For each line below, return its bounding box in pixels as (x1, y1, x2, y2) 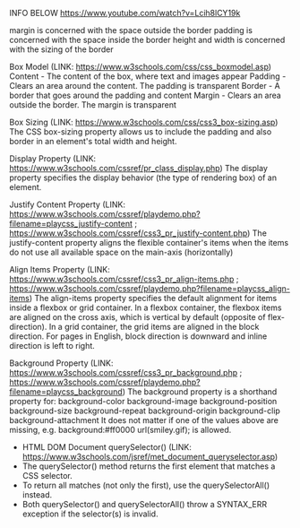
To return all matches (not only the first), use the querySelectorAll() (21, 480, 270, 490)
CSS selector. (21, 471, 73, 480)
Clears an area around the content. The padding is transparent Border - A (9, 81, 280, 91)
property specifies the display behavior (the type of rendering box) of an (9, 172, 278, 183)
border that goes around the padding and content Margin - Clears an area (9, 90, 282, 100)
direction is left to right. (9, 341, 96, 351)
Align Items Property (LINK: (9, 264, 110, 274)
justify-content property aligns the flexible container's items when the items (9, 238, 289, 247)
